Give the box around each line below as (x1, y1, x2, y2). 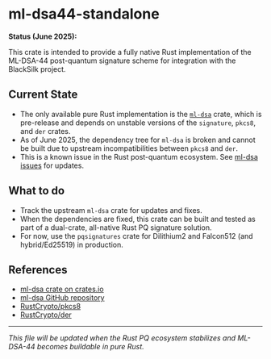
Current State (8, 88, 78, 102)
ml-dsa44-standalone (8, 5, 160, 23)
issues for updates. (19, 161, 85, 170)
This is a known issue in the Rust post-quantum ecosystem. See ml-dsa (19, 152, 258, 161)
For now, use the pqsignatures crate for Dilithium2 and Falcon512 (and (19, 231, 253, 240)
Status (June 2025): (8, 31, 77, 41)
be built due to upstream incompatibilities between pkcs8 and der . (19, 143, 239, 153)
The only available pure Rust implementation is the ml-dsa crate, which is (19, 109, 262, 119)
